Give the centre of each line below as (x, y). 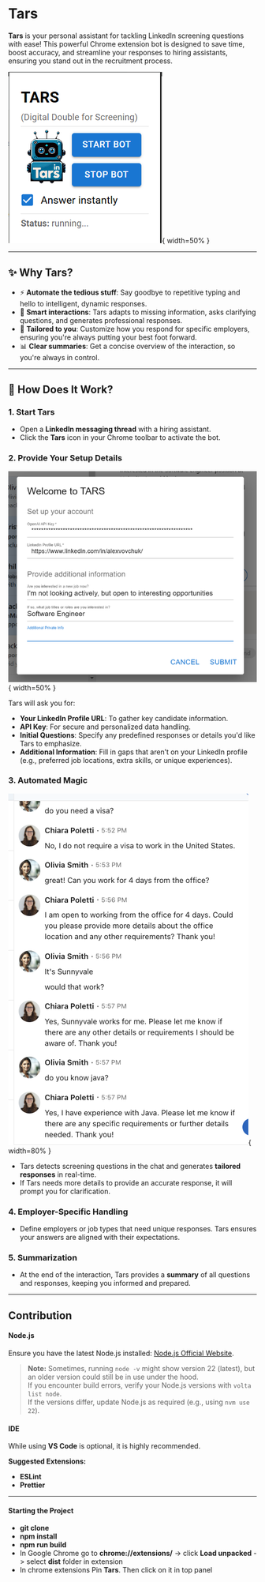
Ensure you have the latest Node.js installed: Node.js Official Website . (121, 1353)
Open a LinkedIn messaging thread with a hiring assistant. (115, 429)
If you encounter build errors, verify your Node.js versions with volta (139, 1385)
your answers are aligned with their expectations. (99, 1238)
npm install (38, 1536)
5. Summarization (43, 1258)
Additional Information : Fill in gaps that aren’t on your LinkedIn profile (134, 752)
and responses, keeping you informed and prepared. (105, 1283)
